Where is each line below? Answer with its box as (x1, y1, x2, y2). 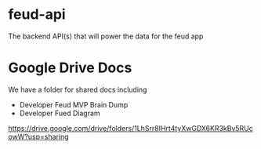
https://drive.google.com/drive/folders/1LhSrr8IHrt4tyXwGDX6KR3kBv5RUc (8, 123, 253, 133)
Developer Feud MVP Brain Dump (19, 100, 129, 109)
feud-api (8, 5, 66, 24)
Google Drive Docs (8, 59, 132, 77)
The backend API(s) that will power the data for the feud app (8, 31, 204, 41)
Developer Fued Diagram (19, 108, 100, 118)
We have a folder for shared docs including (8, 85, 147, 94)
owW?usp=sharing (8, 132, 69, 141)
